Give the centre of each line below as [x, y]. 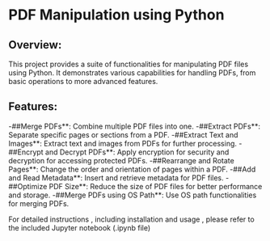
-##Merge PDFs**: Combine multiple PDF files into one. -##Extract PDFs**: [135, 126]
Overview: [35, 45]
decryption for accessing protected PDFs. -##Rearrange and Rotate [121, 160]
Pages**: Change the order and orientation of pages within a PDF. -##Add [132, 169]
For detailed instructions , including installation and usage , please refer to [131, 219]
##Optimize [28, 186]
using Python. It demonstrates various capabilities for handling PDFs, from [132, 73]
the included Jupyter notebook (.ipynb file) [80, 227]
